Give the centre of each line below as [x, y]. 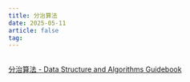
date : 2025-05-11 [37, 23]
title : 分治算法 [33, 16]
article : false [34, 30]
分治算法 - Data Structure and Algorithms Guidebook [95, 69]
